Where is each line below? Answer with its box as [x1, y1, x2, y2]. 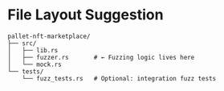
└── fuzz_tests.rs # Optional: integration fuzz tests [22, 74, 217, 82]
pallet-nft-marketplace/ [7, 32, 91, 40]
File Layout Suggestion [7, 6, 164, 24]
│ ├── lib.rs [7, 46, 59, 54]
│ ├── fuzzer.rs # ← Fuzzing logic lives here [7, 53, 195, 61]
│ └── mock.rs [7, 60, 62, 68]
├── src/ [7, 39, 37, 48]
